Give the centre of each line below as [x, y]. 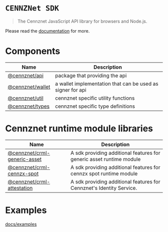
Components [33, 51]
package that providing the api [91, 75]
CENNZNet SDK [32, 8]
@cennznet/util [25, 98]
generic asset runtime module [106, 159]
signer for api [70, 90]
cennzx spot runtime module [104, 173]
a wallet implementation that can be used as [106, 84]
